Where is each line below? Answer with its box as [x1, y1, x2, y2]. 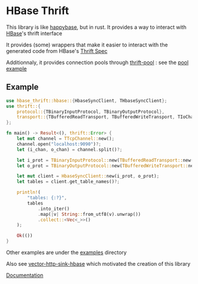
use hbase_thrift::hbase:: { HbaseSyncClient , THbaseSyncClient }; [6, 98, 167, 103]
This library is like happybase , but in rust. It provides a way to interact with [6, 24, 187, 31]
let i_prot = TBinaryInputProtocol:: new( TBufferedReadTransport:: [16, 157, 183, 163]
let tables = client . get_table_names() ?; [16, 179, 120, 185]
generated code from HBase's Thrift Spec [6, 47, 108, 54]
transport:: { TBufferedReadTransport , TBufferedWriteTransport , [16, 114, 176, 120]
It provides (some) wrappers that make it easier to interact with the [6, 41, 168, 48]
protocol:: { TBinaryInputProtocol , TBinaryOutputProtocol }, [16, 109, 165, 115]
